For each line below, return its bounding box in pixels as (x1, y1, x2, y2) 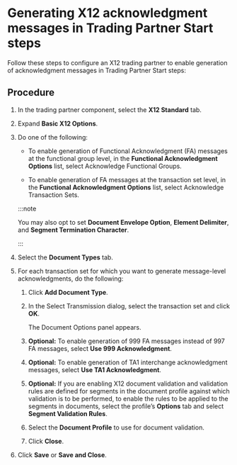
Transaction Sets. (28, 190, 80, 199)
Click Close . (28, 437, 64, 445)
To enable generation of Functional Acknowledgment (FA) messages (28, 147, 228, 155)
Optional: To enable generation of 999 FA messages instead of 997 (28, 337, 225, 345)
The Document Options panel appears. (28, 323, 141, 331)
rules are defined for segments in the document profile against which (28, 386, 230, 395)
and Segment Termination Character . (17, 225, 129, 234)
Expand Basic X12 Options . (17, 119, 98, 128)
